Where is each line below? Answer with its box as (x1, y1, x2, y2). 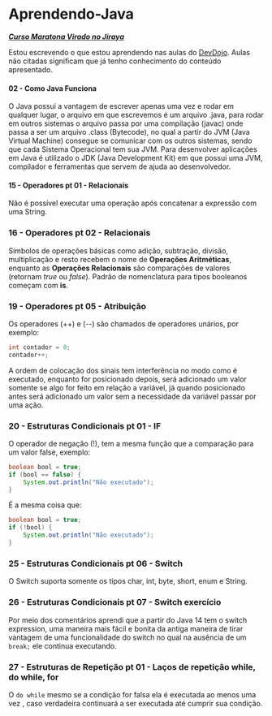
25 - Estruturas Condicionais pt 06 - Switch (8, 558, 183, 569)
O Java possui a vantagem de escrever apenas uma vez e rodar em (8, 101, 234, 111)
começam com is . (8, 280, 69, 290)
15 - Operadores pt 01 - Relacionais (8, 180, 129, 190)
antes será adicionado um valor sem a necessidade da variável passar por (8, 391, 257, 401)
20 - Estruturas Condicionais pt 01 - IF (8, 420, 161, 431)
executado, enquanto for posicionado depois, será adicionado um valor (8, 374, 248, 384)
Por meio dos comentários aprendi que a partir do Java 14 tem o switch (8, 615, 248, 625)
